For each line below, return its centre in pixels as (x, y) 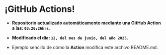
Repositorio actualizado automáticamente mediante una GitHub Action (86, 23)
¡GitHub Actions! (40, 9)
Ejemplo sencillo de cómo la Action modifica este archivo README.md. (85, 47)
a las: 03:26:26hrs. (31, 28)
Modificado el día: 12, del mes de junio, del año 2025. (70, 38)
